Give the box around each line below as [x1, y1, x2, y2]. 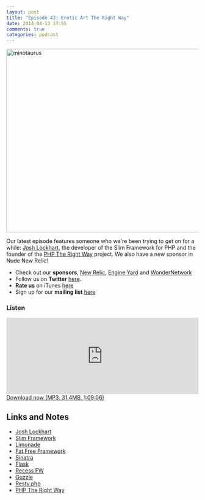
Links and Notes [6, 411, 69, 422]
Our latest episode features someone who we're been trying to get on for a [6, 237, 195, 245]
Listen [6, 304, 26, 312]
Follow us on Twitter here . [15, 275, 82, 283]
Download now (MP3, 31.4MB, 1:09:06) [6, 394, 105, 401]
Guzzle [15, 474, 34, 481]
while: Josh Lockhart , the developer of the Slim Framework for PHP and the [6, 244, 196, 252]
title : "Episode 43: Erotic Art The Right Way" [6, 15, 130, 21]
